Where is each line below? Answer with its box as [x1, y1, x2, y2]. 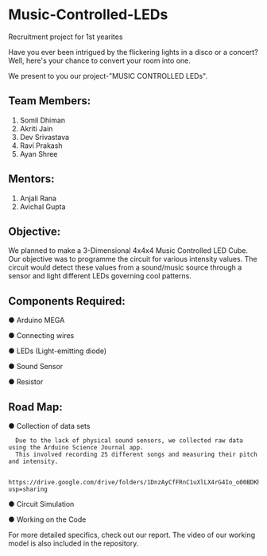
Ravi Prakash [19, 141, 63, 150]
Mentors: [8, 173, 55, 186]
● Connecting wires [8, 331, 75, 340]
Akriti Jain [19, 123, 53, 133]
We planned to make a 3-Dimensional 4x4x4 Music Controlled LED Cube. [8, 246, 249, 255]
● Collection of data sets [8, 422, 91, 430]
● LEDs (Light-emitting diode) [8, 346, 107, 356]
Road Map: [8, 400, 64, 414]
